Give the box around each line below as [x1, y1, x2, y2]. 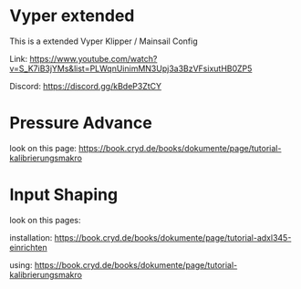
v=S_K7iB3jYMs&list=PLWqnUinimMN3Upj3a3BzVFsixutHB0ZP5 [9, 63, 253, 74]
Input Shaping [9, 184, 119, 205]
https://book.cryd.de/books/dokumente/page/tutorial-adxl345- [54, 232, 292, 243]
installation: [9, 232, 53, 243]
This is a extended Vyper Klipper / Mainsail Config [9, 36, 198, 46]
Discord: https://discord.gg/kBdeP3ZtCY [9, 80, 162, 91]
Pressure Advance [9, 113, 152, 133]
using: [9, 259, 33, 270]
